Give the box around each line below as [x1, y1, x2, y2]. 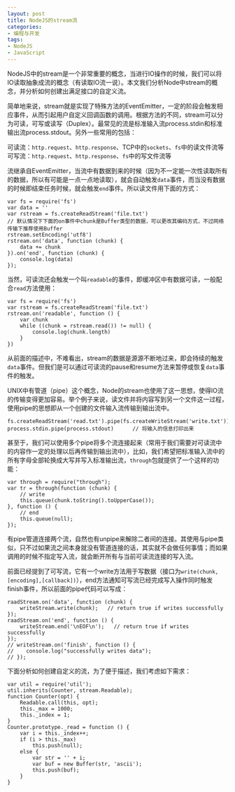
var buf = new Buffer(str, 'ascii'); [32, 760, 142, 767]
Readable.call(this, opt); [20, 699, 99, 706]
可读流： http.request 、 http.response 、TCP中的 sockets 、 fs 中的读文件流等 [7, 143, 225, 151]
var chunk [20, 316, 49, 323]
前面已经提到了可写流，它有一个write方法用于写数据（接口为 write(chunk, [7, 567, 219, 575]
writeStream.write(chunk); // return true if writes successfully [20, 604, 224, 611]
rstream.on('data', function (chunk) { [7, 237, 124, 244]
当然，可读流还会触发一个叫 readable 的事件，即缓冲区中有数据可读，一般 [7, 275, 217, 284]
